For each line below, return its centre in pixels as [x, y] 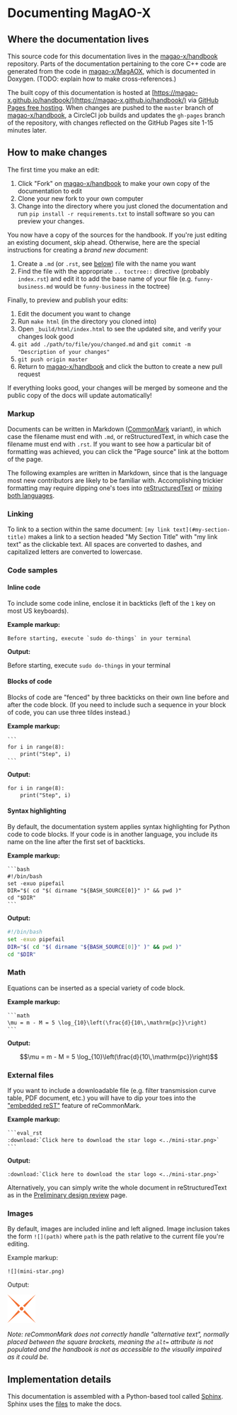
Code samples [33, 570]
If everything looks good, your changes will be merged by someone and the [117, 387]
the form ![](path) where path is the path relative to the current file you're [116, 1236]
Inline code [24, 587]
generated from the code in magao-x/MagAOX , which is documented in [111, 71]
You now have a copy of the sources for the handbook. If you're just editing [117, 235]
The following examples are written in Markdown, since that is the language [117, 473]
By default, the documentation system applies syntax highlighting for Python [119, 826]
